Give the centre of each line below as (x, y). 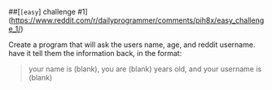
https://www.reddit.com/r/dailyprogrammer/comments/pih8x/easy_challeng (138, 20)
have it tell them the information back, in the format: (95, 53)
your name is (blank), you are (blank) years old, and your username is (145, 69)
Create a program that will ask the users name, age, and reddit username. (132, 45)
